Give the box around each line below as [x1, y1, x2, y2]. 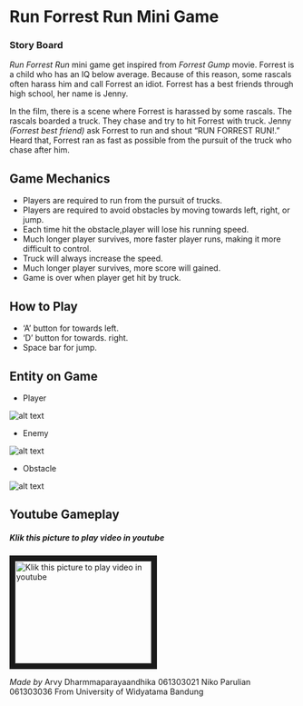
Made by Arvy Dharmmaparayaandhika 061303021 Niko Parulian [9, 677, 251, 688]
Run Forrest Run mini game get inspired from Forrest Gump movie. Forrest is [9, 59, 295, 70]
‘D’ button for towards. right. [22, 333, 129, 343]
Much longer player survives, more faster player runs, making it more [22, 234, 281, 244]
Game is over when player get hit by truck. [22, 273, 181, 283]
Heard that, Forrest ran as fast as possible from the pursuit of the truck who [9, 134, 292, 146]
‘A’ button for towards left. [22, 323, 120, 333]
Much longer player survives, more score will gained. [22, 263, 221, 273]
